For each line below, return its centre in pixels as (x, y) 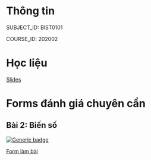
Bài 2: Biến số (32, 125)
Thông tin (31, 11)
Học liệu (27, 63)
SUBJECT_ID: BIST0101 (34, 27)
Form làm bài (22, 151)
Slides (14, 79)
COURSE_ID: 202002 (32, 39)
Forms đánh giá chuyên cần (76, 104)
